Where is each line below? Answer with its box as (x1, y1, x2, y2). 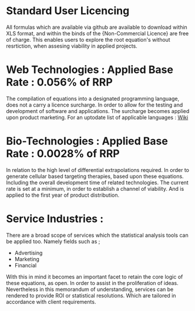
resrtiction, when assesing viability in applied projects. (6, 42, 138, 49)
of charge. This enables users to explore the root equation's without (6, 36, 170, 43)
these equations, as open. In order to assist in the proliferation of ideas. (6, 279, 179, 286)
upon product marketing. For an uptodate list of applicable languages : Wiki (6, 114, 189, 121)
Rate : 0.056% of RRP (6, 75, 113, 89)
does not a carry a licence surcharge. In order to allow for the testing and (6, 101, 183, 108)
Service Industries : (6, 212, 104, 225)
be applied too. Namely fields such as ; (6, 237, 100, 245)
